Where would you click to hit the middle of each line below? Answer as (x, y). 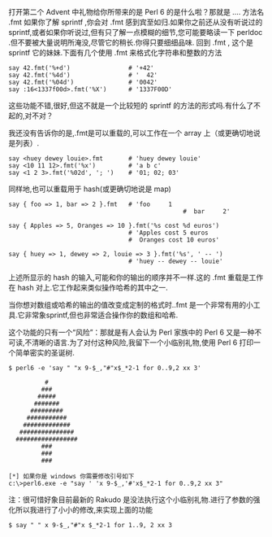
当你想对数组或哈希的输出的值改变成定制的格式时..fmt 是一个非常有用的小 (131, 305)
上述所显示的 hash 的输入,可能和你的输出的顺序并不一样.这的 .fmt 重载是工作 (136, 277)
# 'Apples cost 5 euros (168, 233)
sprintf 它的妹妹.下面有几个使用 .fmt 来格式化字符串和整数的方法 (115, 52)
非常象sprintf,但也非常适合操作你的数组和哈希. (101, 315)
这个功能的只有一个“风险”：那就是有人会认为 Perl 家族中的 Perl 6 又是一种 (132, 332)
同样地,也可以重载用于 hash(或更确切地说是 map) (90, 189)
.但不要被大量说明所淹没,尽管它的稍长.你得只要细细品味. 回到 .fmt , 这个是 (131, 42)
